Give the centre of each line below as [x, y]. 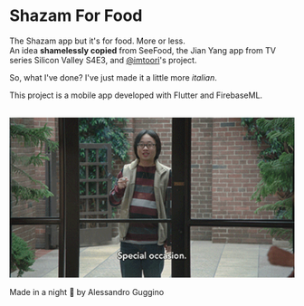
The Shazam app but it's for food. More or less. [97, 41]
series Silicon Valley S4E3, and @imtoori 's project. [103, 60]
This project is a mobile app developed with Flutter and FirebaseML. [136, 95]
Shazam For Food [76, 16]
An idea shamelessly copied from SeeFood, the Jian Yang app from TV [142, 50]
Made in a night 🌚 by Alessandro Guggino [87, 292]
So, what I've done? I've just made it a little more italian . [113, 77]
